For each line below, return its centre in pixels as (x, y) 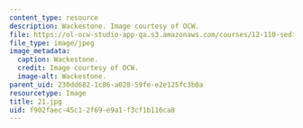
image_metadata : (40, 51)
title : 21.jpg (36, 101)
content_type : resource (54, 18)
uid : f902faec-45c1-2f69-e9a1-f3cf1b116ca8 (92, 110)
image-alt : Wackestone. (62, 77)
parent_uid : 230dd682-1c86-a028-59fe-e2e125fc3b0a (106, 85)
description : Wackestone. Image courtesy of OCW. (105, 26)
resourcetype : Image (48, 93)
